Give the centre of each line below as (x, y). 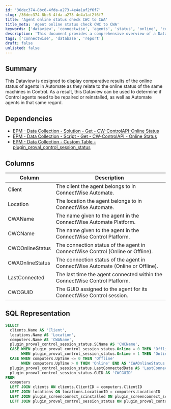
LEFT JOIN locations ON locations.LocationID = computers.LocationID (85, 392)
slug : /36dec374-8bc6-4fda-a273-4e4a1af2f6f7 (54, 15)
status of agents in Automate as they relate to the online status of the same (84, 86)
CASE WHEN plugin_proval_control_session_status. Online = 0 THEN (81, 349)
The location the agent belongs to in (99, 201)
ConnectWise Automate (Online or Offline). (107, 266)
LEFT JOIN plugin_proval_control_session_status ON (66, 401)
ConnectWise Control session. (92, 296)
